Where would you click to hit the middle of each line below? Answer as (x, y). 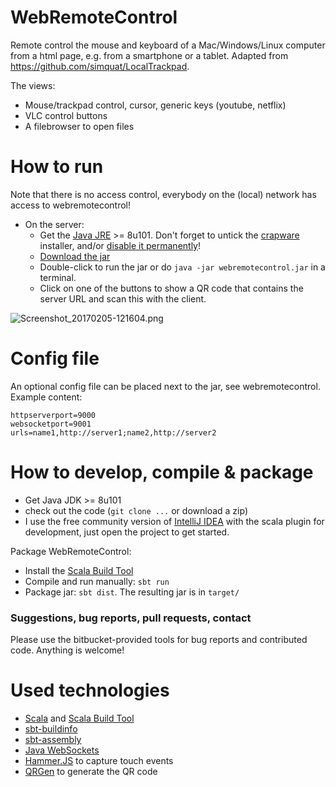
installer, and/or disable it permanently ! (120, 245)
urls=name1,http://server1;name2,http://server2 (113, 432)
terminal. (58, 277)
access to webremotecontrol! (71, 205)
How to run (57, 167)
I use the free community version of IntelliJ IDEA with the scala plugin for (174, 521)
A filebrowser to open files (79, 126)
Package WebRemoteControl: (71, 551)
